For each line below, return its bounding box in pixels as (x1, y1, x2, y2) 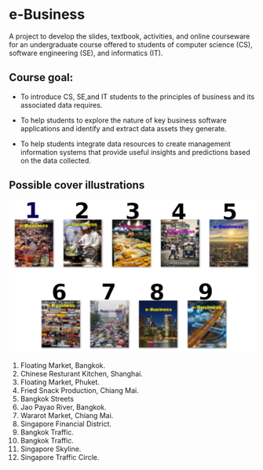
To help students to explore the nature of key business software (20, 116, 227, 125)
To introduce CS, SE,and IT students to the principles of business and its (20, 92, 255, 101)
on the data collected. (20, 156, 91, 165)
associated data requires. (20, 100, 103, 109)
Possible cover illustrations (9, 178, 145, 192)
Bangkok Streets (20, 395, 74, 404)
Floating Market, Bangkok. (20, 361, 106, 370)
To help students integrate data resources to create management (20, 139, 231, 149)
